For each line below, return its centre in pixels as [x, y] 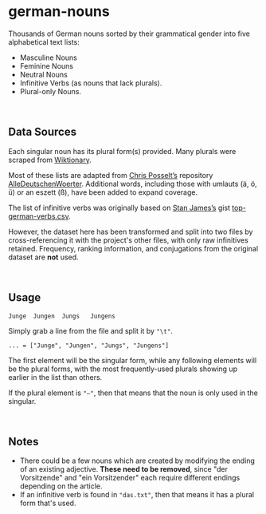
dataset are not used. [43, 257]
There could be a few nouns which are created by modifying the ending [137, 461]
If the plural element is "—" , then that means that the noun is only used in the [133, 393]
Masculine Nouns [49, 57]
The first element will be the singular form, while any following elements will [133, 360]
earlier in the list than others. [55, 377]
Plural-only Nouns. [51, 91]
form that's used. [48, 503]
